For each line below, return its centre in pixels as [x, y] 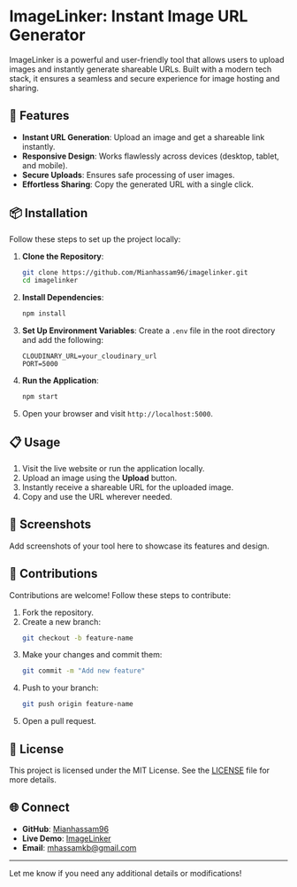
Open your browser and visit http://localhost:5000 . [118, 414]
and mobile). [45, 165]
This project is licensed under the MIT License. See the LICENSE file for [140, 770]
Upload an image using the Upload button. [99, 478]
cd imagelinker [50, 281]
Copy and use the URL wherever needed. [97, 496]
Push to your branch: [60, 688]
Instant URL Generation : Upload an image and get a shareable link [143, 137]
